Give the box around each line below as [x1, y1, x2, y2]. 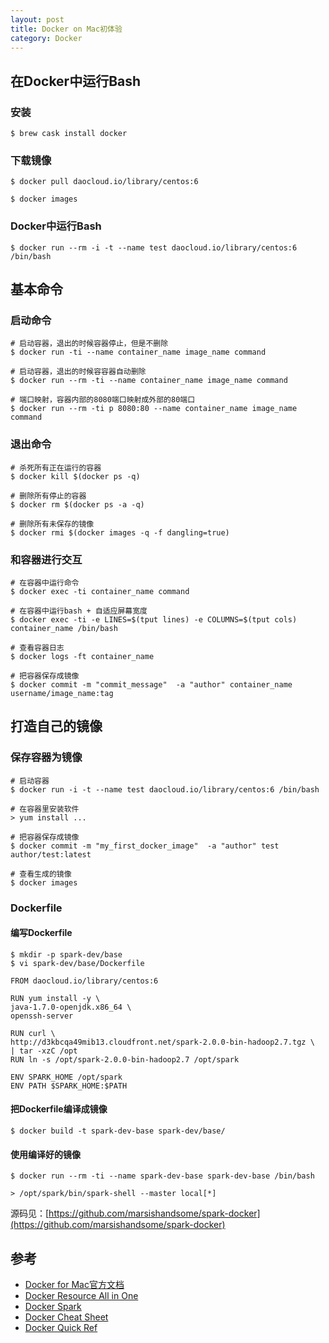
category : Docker [10, 33, 83, 43]
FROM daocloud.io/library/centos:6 [10, 976, 159, 986]
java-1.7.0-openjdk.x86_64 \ [10, 1002, 132, 1012]
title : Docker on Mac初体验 [10, 24, 123, 34]
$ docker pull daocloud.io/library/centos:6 [10, 177, 199, 187]
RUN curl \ [10, 1028, 56, 1038]
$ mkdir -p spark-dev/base [10, 949, 123, 960]
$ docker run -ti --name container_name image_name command [10, 347, 267, 358]
